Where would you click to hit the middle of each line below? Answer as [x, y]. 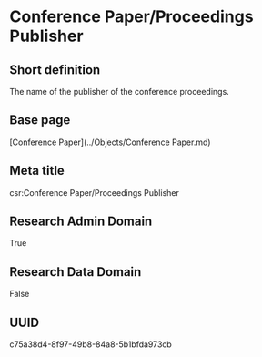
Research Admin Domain [81, 222]
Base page [40, 120]
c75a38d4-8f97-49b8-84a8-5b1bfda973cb [91, 344]
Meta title [37, 171]
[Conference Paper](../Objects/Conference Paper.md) [110, 142]
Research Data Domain [76, 272]
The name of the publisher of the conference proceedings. [119, 92]
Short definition [55, 70]
